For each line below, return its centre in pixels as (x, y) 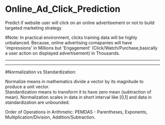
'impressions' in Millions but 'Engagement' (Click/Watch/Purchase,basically (82, 48)
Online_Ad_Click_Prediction (63, 9)
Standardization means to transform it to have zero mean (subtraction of (78, 92)
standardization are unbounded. (38, 102)
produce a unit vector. (27, 87)
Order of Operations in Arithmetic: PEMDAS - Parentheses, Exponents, (76, 112)
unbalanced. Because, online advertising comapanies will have (69, 42)
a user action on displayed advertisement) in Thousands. (63, 53)
